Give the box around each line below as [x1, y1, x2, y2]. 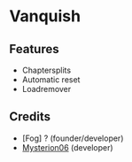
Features [9, 42, 59, 57]
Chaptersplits [21, 65, 72, 75]
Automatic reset [21, 74, 81, 85]
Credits [9, 109, 51, 125]
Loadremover [21, 84, 72, 94]
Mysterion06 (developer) [21, 142, 113, 152]
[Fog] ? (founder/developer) [21, 133, 124, 143]
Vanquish [9, 6, 82, 27]
